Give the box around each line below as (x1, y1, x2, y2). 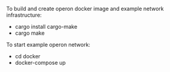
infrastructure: (6, 11, 42, 19)
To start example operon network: (6, 41, 90, 48)
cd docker (14, 53, 41, 59)
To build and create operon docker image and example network (6, 5, 164, 12)
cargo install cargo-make (14, 23, 78, 30)
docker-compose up (14, 59, 66, 66)
